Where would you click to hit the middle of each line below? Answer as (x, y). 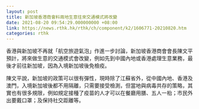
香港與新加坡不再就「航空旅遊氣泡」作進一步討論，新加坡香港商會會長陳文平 (99, 51)
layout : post (22, 11)
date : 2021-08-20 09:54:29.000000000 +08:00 (62, 22)
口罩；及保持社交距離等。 (53, 100)
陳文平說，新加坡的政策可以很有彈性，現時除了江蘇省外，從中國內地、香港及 (99, 78)
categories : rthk (28, 34)
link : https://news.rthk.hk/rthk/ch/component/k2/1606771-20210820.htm (96, 28)
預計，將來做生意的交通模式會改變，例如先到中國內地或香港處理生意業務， (97, 58)
